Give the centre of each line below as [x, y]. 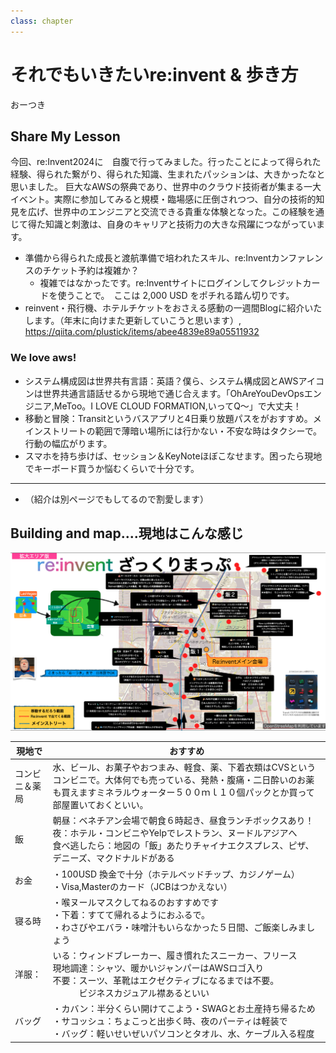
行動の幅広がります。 [68, 443]
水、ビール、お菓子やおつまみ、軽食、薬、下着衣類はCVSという [184, 767]
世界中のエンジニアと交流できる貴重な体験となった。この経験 [180, 212]
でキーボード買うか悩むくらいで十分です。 [112, 468]
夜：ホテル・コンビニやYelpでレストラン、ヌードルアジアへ [175, 833]
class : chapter [42, 21]
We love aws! [43, 358]
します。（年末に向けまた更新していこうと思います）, [133, 321]
